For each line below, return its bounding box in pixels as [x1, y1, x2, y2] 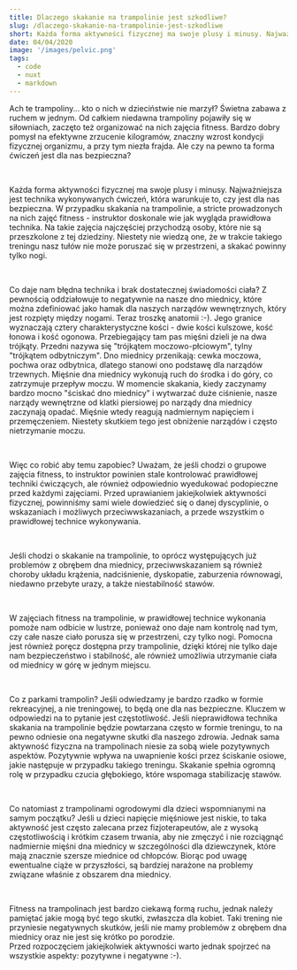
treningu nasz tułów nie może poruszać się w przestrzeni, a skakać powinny [9, 241, 287, 251]
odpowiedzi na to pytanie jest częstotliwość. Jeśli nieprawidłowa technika [9, 713, 278, 723]
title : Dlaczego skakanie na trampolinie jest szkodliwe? [9, 12, 227, 22]
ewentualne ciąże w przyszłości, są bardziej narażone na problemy [9, 859, 254, 870]
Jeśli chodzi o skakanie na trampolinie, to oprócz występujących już [9, 550, 257, 561]
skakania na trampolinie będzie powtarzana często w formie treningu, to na [9, 722, 283, 732]
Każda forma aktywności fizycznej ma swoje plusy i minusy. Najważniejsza [9, 184, 283, 195]
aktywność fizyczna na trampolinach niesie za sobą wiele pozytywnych [9, 740, 270, 752]
